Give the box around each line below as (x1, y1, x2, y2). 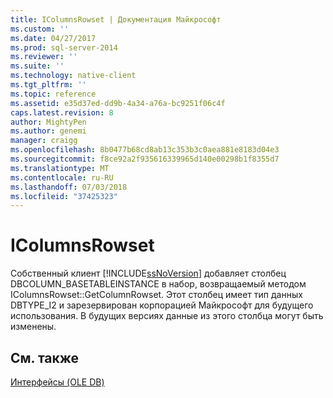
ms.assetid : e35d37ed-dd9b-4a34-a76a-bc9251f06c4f (10, 98, 226, 108)
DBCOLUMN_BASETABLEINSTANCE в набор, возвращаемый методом (10, 278, 307, 290)
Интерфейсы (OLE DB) (10, 376, 105, 388)
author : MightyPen (10, 117, 87, 127)
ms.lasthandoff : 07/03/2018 (10, 182, 128, 192)
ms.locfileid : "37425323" (10, 191, 118, 201)
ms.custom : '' (10, 24, 70, 34)
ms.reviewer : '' (10, 52, 78, 62)
